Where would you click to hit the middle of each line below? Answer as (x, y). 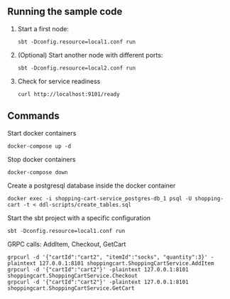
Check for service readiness (59, 81)
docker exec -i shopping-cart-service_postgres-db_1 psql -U (100, 198)
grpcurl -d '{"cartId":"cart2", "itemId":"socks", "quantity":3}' (108, 257)
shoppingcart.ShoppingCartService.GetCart (71, 288)
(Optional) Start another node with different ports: (90, 55)
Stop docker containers (42, 159)
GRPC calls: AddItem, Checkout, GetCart (67, 244)
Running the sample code (65, 12)
